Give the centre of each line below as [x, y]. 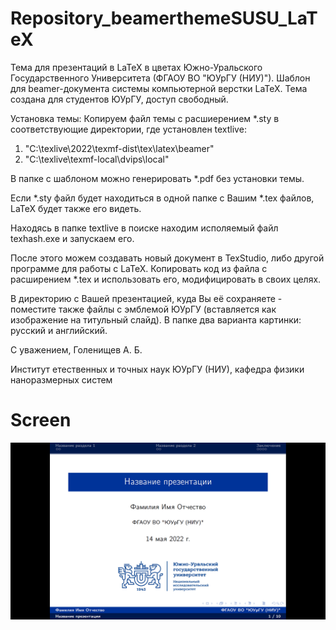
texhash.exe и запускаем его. [72, 238]
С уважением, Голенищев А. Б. [76, 349]
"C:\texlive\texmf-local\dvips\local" [97, 159]
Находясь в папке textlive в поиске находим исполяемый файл [144, 228]
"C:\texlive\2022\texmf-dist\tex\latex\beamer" [119, 148]
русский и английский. [59, 330]
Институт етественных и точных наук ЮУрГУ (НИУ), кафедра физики [157, 369]
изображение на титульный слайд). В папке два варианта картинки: [156, 319]
